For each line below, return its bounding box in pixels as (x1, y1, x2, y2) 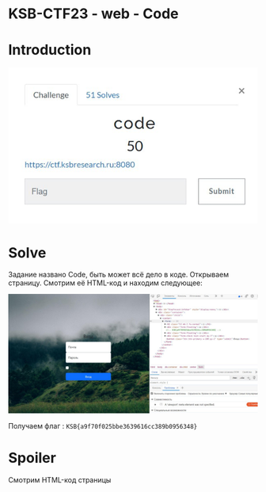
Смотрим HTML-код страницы (8, 475, 112, 484)
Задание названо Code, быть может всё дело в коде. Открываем (8, 270, 230, 280)
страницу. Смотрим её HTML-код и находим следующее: (8, 278, 203, 288)
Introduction (8, 41, 92, 59)
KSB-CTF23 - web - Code (8, 5, 180, 23)
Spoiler (8, 448, 57, 467)
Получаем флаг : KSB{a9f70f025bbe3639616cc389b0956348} (8, 421, 198, 430)
